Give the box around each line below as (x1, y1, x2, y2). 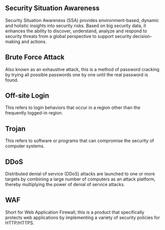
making (5, 38, 21, 44)
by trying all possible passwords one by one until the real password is (5, 71, 149, 77)
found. (5, 77, 19, 83)
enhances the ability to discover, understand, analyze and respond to (5, 27, 147, 34)
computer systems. (5, 143, 45, 149)
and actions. (21, 38, 47, 44)
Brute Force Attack (5, 53, 65, 61)
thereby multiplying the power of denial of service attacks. (5, 181, 125, 187)
